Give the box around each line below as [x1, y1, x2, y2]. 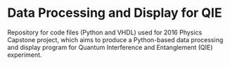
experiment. [7, 51, 42, 59]
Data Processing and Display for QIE [7, 5, 222, 21]
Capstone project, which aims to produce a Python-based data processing [7, 35, 224, 44]
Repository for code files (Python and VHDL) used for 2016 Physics [7, 28, 203, 37]
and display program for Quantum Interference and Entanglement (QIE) [7, 43, 213, 51]
